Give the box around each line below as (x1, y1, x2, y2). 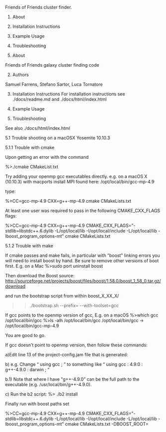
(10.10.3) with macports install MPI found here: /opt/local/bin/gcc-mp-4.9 (5, 179, 155, 185)
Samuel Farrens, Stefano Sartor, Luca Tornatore (5, 82, 103, 87)
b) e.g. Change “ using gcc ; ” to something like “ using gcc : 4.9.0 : (5, 361, 143, 367)
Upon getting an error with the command (5, 154, 89, 160)
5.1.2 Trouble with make (5, 243, 54, 248)
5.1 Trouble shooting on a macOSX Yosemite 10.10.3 (5, 135, 110, 141)
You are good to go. (5, 332, 46, 338)
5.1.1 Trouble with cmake (5, 144, 55, 150)
